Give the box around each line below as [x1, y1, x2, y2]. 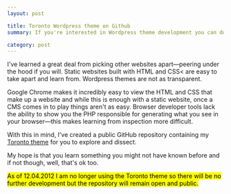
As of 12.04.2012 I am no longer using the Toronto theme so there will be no [7, 172, 221, 180]
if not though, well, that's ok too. [7, 159, 99, 167]
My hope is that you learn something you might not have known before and [7, 151, 220, 160]
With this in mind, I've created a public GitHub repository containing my [7, 131, 210, 139]
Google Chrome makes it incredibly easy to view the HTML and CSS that [7, 88, 212, 96]
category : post [7, 41, 51, 48]
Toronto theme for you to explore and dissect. [7, 138, 137, 147]
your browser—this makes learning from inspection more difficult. [7, 118, 194, 126]
